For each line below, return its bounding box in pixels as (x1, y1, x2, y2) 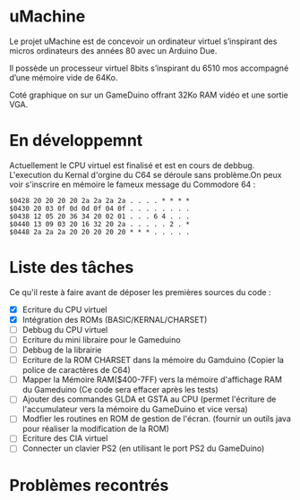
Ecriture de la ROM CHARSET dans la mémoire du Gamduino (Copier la (21, 355, 285, 366)
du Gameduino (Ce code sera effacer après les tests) (21, 385, 219, 395)
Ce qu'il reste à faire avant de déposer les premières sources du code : (9, 286, 271, 297)
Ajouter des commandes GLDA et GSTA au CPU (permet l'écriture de (21, 394, 277, 404)
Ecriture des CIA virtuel (21, 433, 108, 444)
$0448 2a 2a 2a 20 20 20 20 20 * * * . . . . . (9, 227, 191, 236)
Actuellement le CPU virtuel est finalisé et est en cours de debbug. (9, 159, 255, 171)
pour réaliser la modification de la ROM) (21, 423, 170, 435)
